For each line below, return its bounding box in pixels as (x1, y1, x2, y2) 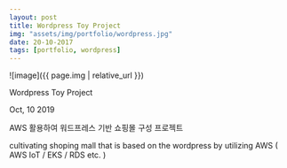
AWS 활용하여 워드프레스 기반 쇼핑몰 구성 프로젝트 (9, 123, 184, 134)
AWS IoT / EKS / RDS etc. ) (9, 149, 107, 160)
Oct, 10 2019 (9, 104, 55, 115)
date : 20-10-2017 (9, 37, 74, 47)
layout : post (9, 12, 58, 22)
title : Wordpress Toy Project (9, 21, 122, 30)
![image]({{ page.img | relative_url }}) (9, 70, 145, 80)
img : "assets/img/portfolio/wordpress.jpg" (9, 29, 173, 38)
